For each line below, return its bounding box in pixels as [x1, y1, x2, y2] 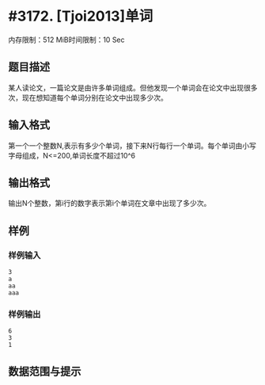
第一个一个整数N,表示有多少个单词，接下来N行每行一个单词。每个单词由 [8, 140, 243, 151]
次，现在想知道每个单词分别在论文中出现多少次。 [8, 93, 168, 102]
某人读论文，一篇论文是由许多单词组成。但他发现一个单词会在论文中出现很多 [8, 82, 258, 92]
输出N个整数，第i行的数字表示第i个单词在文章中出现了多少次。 [8, 199, 211, 208]
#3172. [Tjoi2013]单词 [8, 7, 153, 25]
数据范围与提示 [8, 364, 81, 378]
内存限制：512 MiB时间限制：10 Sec [8, 35, 125, 44]
